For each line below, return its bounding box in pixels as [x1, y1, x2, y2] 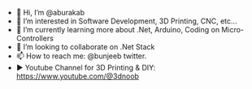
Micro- [221, 25, 244, 34]
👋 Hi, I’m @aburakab [15, 8, 85, 17]
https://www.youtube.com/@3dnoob [15, 71, 140, 81]
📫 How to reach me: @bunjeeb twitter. [15, 51, 147, 61]
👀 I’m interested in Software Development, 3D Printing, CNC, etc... [15, 16, 237, 26]
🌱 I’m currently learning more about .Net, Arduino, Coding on [15, 25, 220, 34]
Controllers [15, 33, 54, 43]
